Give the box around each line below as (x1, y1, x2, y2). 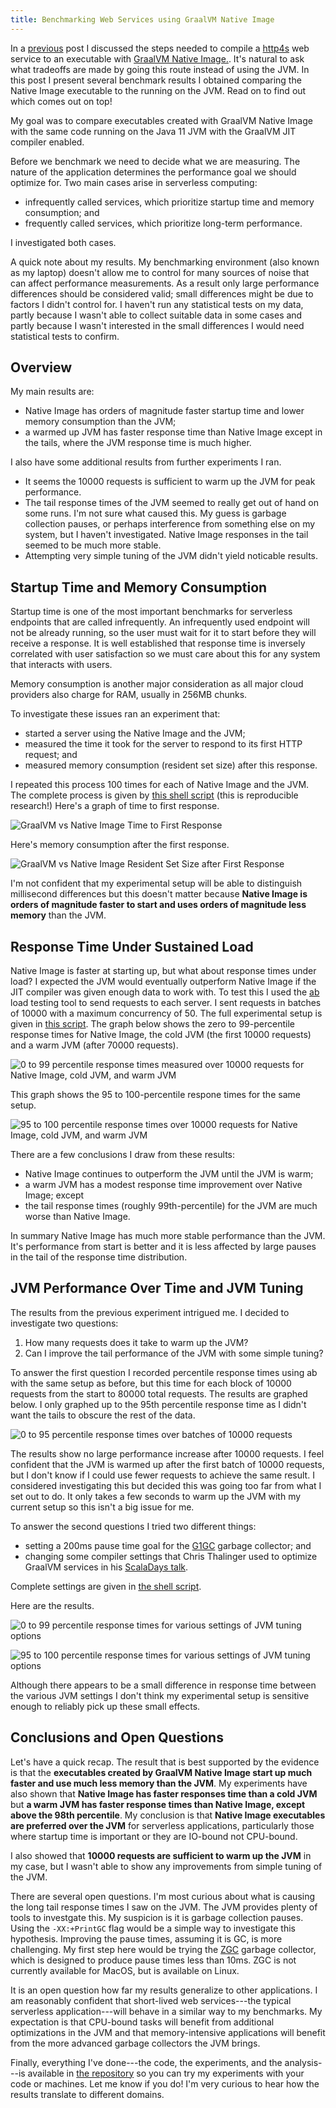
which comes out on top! (10, 95, 113, 107)
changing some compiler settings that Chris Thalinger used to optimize (24, 1550, 318, 1562)
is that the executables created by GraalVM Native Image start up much (10, 1766, 313, 1778)
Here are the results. (10, 1599, 95, 1611)
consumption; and (24, 206, 100, 218)
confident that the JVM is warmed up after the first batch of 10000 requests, (10, 1458, 325, 1470)
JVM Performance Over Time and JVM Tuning (10, 1280, 304, 1297)
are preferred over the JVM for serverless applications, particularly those (10, 1819, 315, 1831)
